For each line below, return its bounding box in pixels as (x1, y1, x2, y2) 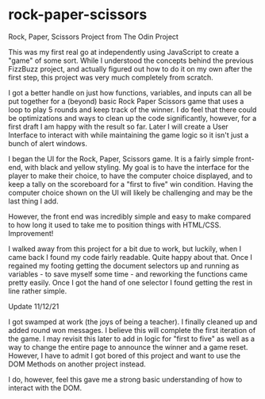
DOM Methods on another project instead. (8, 359, 147, 369)
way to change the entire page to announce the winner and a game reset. (8, 342, 248, 351)
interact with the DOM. (8, 383, 83, 393)
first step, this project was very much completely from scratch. (8, 72, 214, 82)
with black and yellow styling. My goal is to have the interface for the (24, 162, 250, 172)
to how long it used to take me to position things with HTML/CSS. (8, 220, 221, 230)
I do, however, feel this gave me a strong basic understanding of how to (8, 374, 243, 384)
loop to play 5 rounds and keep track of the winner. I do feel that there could (8, 105, 257, 114)
